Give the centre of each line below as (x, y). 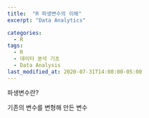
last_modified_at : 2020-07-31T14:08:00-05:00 (74, 72)
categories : (24, 33)
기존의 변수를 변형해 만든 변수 (48, 107)
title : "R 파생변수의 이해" (44, 14)
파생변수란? (23, 92)
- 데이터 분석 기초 (37, 59)
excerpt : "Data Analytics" (47, 20)
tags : (15, 46)
